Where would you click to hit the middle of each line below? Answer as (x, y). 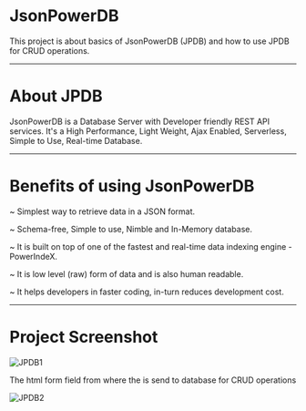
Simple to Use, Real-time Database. (76, 140)
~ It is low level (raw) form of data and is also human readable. (127, 273)
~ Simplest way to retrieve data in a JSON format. (102, 211)
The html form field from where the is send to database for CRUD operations (153, 380)
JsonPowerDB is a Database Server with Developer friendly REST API (140, 121)
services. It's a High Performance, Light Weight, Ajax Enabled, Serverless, (148, 131)
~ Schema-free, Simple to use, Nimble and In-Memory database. (131, 229)
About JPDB (56, 96)
